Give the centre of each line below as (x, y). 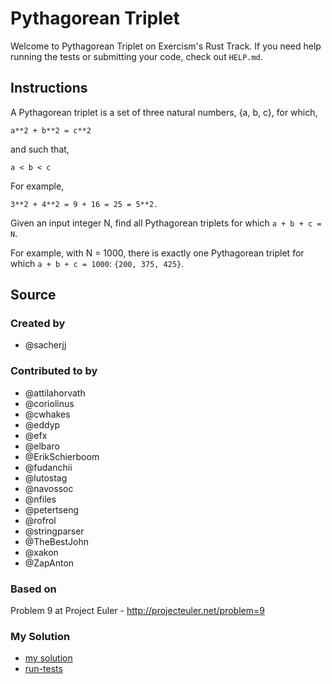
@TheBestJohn (57, 541)
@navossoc (49, 488)
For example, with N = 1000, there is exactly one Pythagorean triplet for (157, 253)
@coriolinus (49, 403)
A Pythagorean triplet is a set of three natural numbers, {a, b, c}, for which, (164, 112)
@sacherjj (45, 345)
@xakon (41, 552)
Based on (33, 589)
